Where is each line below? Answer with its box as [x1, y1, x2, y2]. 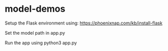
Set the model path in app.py [5, 30, 65, 36]
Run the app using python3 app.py [5, 39, 77, 46]
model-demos [5, 3, 65, 15]
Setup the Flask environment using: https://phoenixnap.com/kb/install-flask [5, 20, 163, 26]
